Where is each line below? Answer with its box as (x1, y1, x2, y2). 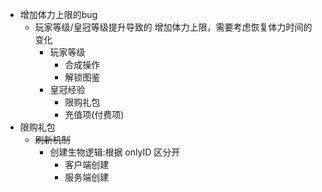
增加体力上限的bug (19, 9, 98, 20)
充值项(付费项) (64, 109, 125, 120)
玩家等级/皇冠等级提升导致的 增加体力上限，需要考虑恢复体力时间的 (34, 21, 313, 33)
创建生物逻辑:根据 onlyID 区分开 (49, 146, 181, 158)
